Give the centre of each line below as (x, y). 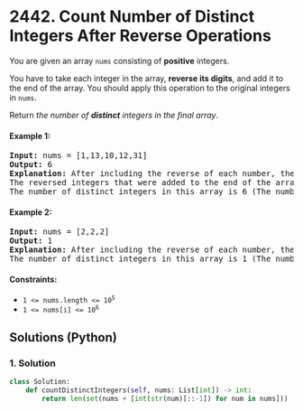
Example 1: (30, 135)
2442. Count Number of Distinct (132, 17)
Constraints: (33, 279)
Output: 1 (31, 241)
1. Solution (32, 363)
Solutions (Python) (63, 337)
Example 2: (31, 212)
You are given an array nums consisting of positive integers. (119, 61)
